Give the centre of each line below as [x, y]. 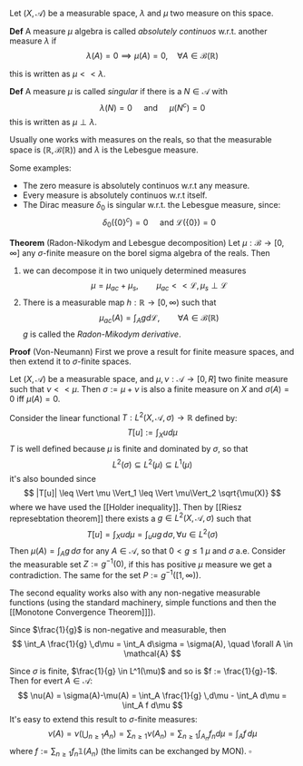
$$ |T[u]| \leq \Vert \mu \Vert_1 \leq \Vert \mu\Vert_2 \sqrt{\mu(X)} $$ [152, 493]
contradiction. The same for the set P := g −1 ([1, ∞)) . [105, 574]
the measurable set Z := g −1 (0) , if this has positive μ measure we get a [141, 564]
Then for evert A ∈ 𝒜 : [51, 681]
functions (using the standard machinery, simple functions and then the [143, 602]
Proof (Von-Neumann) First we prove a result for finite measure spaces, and [152, 351]
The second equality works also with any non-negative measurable [135, 593]
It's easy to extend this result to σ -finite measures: [103, 719]
